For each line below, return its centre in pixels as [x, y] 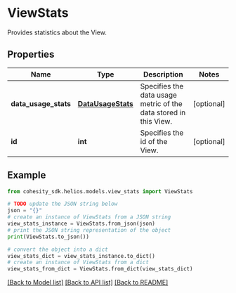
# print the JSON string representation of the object [89, 230]
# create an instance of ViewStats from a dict [78, 262]
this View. [156, 121]
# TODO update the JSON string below [63, 204]
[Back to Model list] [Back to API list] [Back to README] [88, 282]
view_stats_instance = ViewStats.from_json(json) [81, 224]
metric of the [161, 103]
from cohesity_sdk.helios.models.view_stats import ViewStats [100, 191]
